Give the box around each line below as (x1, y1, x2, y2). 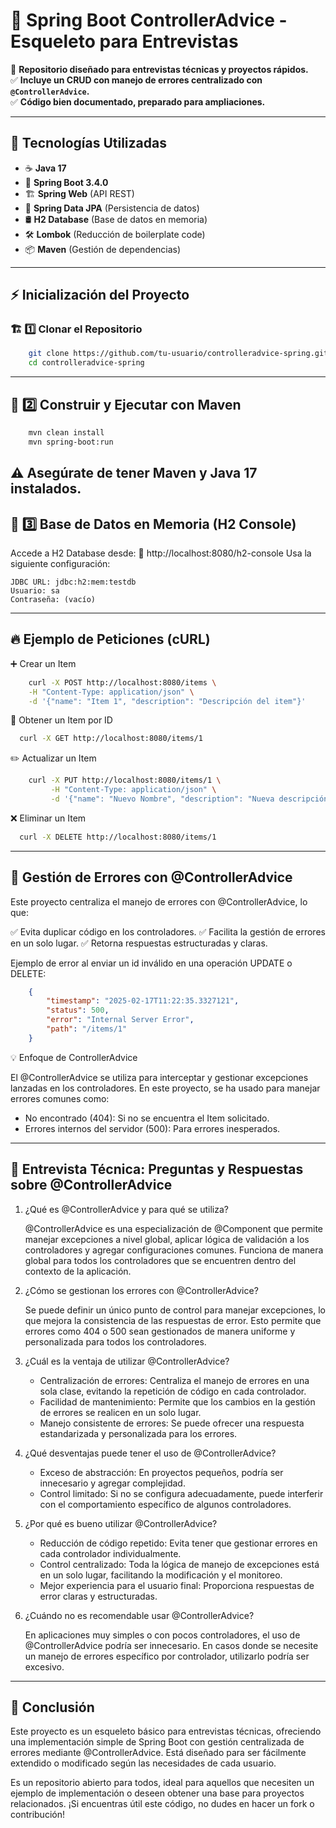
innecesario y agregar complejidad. (39, 1477, 186, 1489)
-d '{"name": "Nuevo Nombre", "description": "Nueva (50, 794, 275, 804)
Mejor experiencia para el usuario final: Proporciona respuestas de (39, 1579, 315, 1591)
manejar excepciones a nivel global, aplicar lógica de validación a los (24, 1233, 310, 1245)
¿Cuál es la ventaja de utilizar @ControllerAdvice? (24, 1355, 230, 1367)
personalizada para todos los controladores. (24, 1335, 207, 1348)
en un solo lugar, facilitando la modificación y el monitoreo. (39, 1569, 283, 1581)
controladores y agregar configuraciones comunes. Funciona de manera (24, 1244, 324, 1256)
